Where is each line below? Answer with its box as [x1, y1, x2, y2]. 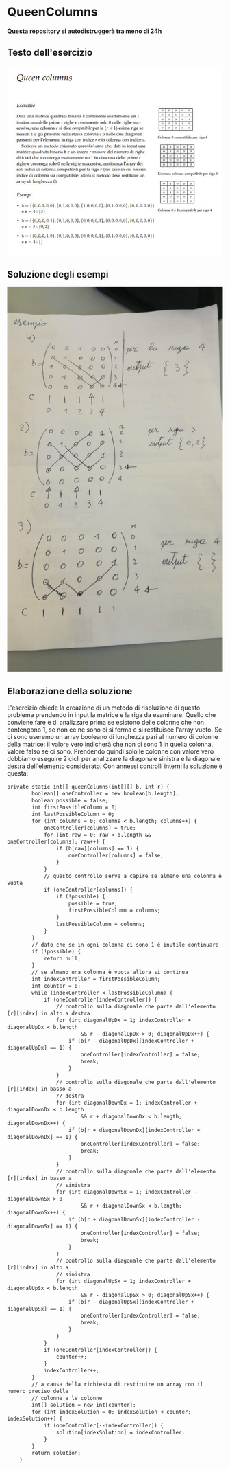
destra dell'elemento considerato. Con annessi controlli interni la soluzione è [7, 762, 222, 770]
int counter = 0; [31, 983, 81, 990]
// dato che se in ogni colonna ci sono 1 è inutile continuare [31, 942, 219, 949]
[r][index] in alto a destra [7, 1010, 90, 1017]
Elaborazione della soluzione [7, 685, 133, 697]
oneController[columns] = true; [43, 825, 136, 832]
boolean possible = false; [31, 798, 109, 804]
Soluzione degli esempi [7, 269, 109, 280]
